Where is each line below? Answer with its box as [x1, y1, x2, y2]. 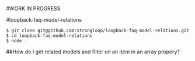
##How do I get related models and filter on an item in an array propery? [6, 48, 180, 55]
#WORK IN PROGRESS [6, 5, 61, 12]
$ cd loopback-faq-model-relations [6, 33, 93, 39]
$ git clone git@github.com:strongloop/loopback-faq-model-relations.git [6, 28, 190, 33]
